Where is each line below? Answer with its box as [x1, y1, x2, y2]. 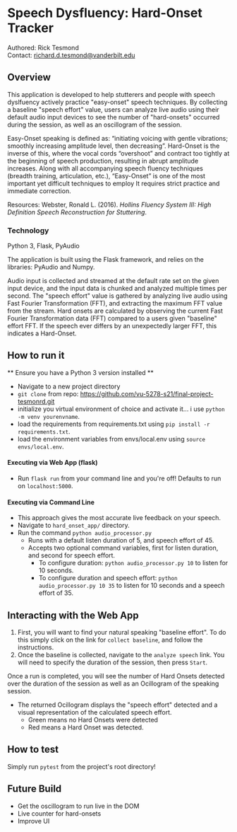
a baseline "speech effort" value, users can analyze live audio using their [7, 105, 220, 114]
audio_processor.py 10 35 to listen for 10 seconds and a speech [38, 582, 225, 590]
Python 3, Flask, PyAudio [7, 242, 80, 250]
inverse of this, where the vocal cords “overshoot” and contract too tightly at [7, 149, 230, 157]
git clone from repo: [17, 389, 79, 398]
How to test [7, 744, 59, 756]
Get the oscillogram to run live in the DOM [17, 802, 140, 810]
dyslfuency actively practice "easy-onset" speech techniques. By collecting [7, 98, 228, 106]
